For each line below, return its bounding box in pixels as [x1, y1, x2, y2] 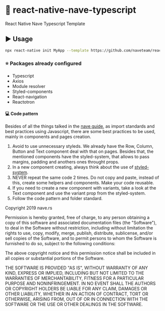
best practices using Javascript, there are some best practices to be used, [5, 129, 156, 135]
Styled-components [12, 88, 53, 94]
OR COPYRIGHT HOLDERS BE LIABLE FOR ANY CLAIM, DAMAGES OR [5, 286, 147, 292]
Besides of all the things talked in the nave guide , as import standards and [5, 123, 155, 129]
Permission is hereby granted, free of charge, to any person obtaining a [5, 215, 150, 221]
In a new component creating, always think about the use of [12, 164, 134, 170]
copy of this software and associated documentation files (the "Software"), [5, 220, 157, 226]
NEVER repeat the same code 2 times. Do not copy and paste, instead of [12, 174, 160, 181]
